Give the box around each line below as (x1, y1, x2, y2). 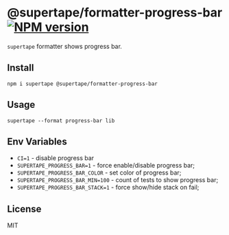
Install (7, 62, 34, 74)
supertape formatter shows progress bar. (7, 42, 122, 50)
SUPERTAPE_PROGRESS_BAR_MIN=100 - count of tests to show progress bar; (16, 176, 219, 184)
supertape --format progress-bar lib (7, 117, 115, 124)
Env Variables (7, 135, 67, 147)
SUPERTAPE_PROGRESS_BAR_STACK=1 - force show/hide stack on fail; (16, 183, 200, 192)
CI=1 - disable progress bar (16, 154, 95, 162)
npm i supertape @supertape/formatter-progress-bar (7, 80, 158, 87)
